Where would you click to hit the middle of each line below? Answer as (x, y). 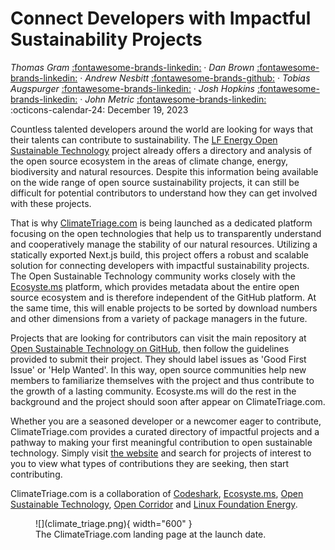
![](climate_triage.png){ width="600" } (114, 523)
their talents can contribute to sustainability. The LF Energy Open (144, 139)
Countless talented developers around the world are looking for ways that (162, 129)
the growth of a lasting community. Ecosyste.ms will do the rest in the (153, 391)
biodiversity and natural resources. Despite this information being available (164, 171)
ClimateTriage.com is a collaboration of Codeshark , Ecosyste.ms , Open (157, 493)
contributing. (36, 474)
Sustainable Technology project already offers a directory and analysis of (161, 150)
